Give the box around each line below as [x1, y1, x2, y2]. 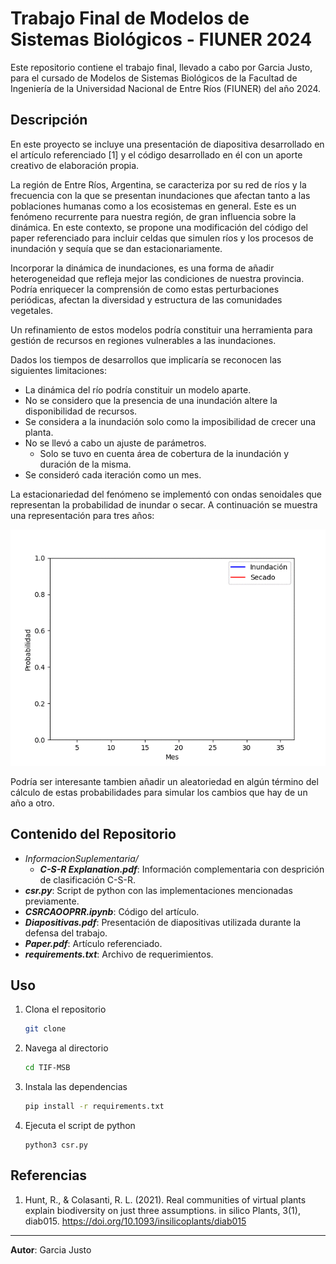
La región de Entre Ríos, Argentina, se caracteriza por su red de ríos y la [10, 178, 307, 191]
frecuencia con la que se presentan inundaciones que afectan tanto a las [10, 189, 311, 201]
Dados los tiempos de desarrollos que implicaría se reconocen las [10, 353, 282, 366]
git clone [24, 1024, 67, 1034]
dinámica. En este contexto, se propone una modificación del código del [10, 221, 308, 233]
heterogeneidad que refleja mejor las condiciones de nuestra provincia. [10, 272, 305, 284]
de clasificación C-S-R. [39, 873, 136, 886]
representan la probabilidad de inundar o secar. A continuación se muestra [10, 498, 318, 511]
